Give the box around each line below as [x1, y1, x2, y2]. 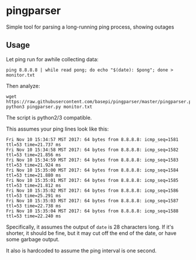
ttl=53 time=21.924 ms [6, 162, 61, 168]
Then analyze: [6, 82, 40, 89]
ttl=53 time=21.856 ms [6, 152, 61, 158]
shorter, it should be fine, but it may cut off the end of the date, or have [6, 229, 177, 237]
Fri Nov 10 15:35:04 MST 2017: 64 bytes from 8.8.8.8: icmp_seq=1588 [6, 208, 179, 214]
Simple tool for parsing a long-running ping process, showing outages [6, 23, 174, 30]
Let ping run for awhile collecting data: [6, 55, 99, 62]
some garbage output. [6, 236, 60, 243]
